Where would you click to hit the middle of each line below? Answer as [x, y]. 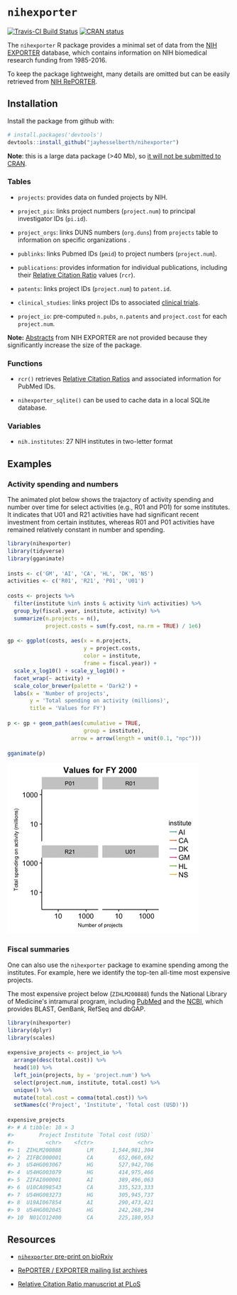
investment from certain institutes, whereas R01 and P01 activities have [111, 523]
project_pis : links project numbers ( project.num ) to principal [106, 211]
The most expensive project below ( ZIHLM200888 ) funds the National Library [117, 993]
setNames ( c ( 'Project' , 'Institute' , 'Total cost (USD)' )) [101, 1105]
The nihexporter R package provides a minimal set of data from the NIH [112, 45]
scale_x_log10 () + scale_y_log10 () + [70, 671]
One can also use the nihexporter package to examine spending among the [118, 965]
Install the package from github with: [61, 121]
